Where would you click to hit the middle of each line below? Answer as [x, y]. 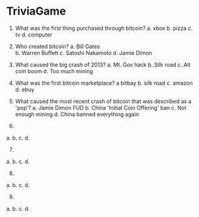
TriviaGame [36, 11]
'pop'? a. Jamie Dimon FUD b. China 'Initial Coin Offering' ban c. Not [101, 107]
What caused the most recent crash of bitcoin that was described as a [103, 101]
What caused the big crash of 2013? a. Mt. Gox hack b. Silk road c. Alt [103, 65]
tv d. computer [34, 34]
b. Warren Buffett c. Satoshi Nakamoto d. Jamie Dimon [83, 52]
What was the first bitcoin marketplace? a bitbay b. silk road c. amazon [104, 83]
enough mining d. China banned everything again [77, 114]
